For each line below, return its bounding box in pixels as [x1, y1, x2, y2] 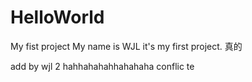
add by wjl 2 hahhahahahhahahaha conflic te [10, 60, 195, 72]
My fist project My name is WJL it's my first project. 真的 [10, 40, 243, 52]
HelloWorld [10, 6, 105, 29]
